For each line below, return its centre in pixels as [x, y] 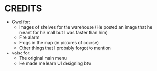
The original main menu [43, 58]
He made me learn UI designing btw [55, 63]
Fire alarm [29, 37]
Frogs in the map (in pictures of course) [59, 42]
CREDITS [23, 9]
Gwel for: [21, 22]
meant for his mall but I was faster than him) [63, 32]
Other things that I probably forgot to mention [65, 48]
